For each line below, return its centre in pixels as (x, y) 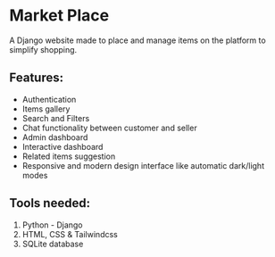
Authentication (49, 99)
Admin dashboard (55, 137)
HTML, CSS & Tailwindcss (70, 234)
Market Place (59, 16)
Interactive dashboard (62, 146)
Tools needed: (50, 203)
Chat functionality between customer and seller (110, 128)
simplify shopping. (43, 49)
